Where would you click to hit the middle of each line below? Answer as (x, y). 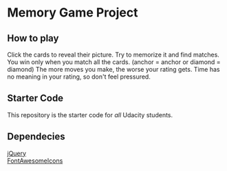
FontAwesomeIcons (35, 161)
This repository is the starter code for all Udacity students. (90, 114)
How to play (33, 38)
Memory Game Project (73, 13)
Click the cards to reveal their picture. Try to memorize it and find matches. (113, 54)
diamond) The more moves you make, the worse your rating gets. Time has (113, 69)
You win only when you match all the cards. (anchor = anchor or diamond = (114, 62)
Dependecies (36, 137)
